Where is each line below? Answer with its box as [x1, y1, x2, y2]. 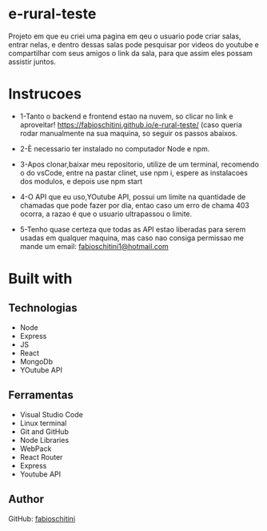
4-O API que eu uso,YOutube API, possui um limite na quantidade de [19, 191, 246, 201]
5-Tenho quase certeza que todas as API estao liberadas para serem [19, 224, 246, 234]
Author [8, 493, 44, 506]
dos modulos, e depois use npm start [19, 176, 143, 186]
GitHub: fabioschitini [8, 513, 76, 523]
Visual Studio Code [19, 409, 84, 419]
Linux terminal [19, 418, 67, 428]
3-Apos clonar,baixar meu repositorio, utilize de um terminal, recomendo [19, 159, 260, 169]
